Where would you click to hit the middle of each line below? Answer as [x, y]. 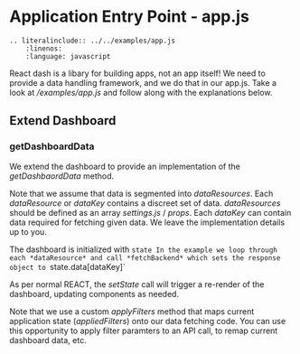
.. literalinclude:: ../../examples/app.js [93, 41]
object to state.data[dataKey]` [68, 266]
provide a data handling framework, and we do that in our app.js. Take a [143, 82]
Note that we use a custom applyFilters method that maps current [132, 311]
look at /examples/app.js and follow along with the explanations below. [141, 92]
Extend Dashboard [63, 121]
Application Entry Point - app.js [130, 17]
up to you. [28, 231]
